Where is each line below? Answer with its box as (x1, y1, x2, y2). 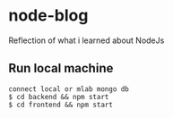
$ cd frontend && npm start (8, 100, 114, 109)
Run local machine (8, 61, 114, 76)
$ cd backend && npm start (8, 92, 109, 101)
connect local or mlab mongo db (8, 84, 129, 94)
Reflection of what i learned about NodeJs (8, 35, 165, 46)
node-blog (8, 5, 89, 26)
